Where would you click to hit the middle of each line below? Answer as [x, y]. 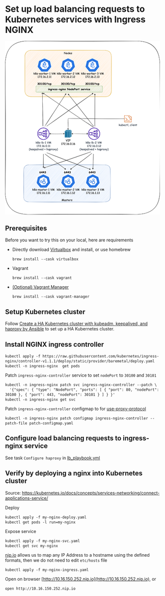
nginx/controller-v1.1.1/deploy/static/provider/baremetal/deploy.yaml [80, 361]
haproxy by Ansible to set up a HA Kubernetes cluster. [60, 329]
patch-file [16, 423]
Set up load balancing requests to [75, 9]
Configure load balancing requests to [63, 438]
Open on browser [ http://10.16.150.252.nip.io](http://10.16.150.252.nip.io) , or [81, 579]
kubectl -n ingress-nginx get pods [42, 366]
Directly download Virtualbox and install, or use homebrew [71, 250]
